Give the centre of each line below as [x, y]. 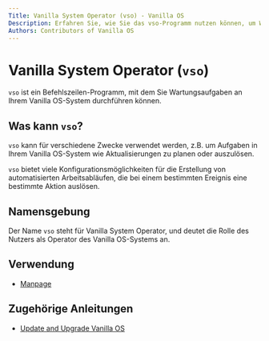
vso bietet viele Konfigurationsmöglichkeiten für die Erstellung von [117, 170]
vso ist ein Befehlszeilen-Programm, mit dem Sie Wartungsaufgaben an [125, 92]
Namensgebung [49, 212]
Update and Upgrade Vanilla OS [72, 328]
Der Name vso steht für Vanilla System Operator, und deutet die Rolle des [129, 231]
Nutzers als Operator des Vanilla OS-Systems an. [89, 239]
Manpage [36, 283]
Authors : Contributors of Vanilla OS [71, 30]
